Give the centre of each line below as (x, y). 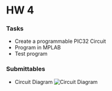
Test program (31, 54)
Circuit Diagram (34, 82)
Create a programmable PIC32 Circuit (60, 41)
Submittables (26, 69)
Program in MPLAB (38, 48)
